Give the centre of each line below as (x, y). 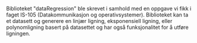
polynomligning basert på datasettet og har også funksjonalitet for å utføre (97, 27)
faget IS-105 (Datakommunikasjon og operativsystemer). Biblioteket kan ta (97, 15)
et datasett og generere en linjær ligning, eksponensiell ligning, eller (89, 21)
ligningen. (18, 34)
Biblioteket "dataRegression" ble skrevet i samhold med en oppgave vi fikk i (99, 9)
